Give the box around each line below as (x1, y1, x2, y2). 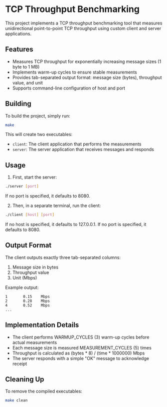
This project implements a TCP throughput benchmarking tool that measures (5, 20, 163, 26)
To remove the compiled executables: (5, 388, 82, 394)
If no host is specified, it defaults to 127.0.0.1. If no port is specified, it (5, 221, 147, 227)
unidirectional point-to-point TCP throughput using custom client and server (5, 25, 162, 31)
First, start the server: (12, 174, 57, 180)
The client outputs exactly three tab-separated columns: (5, 254, 121, 260)
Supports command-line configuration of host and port (12, 85, 126, 91)
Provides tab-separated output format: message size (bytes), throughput (12, 74, 162, 80)
